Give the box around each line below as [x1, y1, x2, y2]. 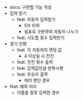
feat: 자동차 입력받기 [16, 17, 56, 22]
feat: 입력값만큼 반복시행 [16, 65, 64, 71]
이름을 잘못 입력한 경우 [16, 90, 60, 95]
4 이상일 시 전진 [24, 53, 54, 59]
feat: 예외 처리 [9, 83, 37, 89]
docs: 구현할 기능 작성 [9, 4, 52, 10]
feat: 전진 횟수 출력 [16, 59, 53, 65]
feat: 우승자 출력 [16, 71, 48, 77]
